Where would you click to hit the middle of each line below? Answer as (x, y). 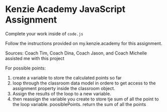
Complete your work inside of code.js (44, 33)
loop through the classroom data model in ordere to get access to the (84, 83)
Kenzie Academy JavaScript (65, 9)
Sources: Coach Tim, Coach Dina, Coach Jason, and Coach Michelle (76, 53)
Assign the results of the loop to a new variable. (62, 93)
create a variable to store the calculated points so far (67, 77)
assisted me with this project (35, 58)
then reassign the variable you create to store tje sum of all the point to (86, 99)
